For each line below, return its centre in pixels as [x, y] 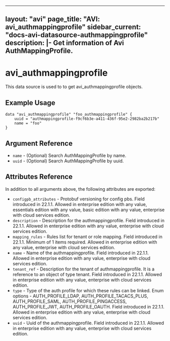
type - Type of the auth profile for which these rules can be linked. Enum [88, 290]
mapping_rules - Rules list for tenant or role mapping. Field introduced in [88, 236]
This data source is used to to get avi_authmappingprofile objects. [74, 87]
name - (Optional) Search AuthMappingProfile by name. [69, 155]
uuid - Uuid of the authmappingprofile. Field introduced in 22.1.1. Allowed [88, 323]
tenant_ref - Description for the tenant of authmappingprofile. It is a [83, 269]
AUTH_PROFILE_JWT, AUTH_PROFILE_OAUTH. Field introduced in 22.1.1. [88, 306]
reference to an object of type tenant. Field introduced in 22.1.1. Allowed [87, 274]
